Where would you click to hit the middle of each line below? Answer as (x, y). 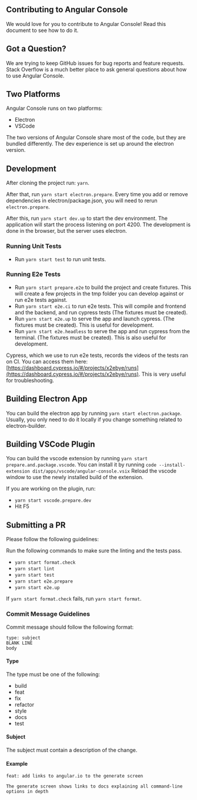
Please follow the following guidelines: (52, 539)
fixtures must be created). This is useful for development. (84, 325)
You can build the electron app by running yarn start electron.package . (94, 413)
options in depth (27, 792)
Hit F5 (22, 506)
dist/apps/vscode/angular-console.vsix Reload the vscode (104, 471)
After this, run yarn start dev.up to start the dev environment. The (87, 219)
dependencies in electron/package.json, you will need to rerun (82, 201)
